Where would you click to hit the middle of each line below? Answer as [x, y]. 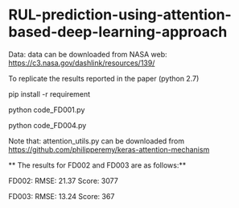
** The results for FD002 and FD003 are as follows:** [97, 165]
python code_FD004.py [47, 125]
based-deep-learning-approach [118, 32]
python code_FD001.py [47, 110]
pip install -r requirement [49, 94]
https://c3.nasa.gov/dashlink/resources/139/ [82, 63]
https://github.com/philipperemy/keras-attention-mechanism [109, 149]
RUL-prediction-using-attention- [120, 15]
